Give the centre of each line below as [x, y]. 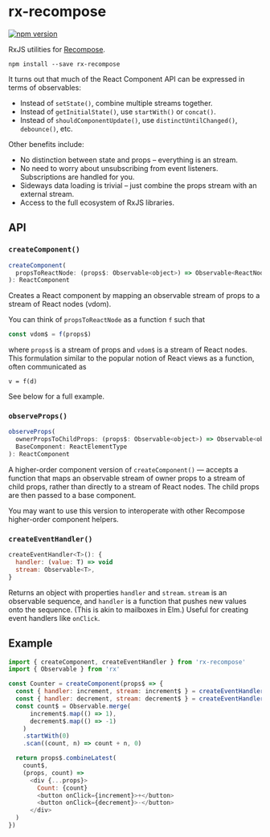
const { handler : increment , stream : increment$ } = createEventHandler [140, 692]
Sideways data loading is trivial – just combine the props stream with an [138, 185]
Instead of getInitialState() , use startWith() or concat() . [118, 112]
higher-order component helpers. [63, 519]
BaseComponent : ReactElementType [72, 447]
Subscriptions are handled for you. [77, 177]
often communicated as [47, 367]
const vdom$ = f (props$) [50, 335]
